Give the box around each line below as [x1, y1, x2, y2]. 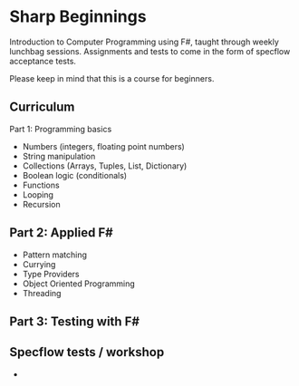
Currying [22, 258, 56, 269]
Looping [22, 188, 54, 200]
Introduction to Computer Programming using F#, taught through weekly [9, 36, 279, 47]
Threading [22, 287, 62, 298]
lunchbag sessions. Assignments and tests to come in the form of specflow [9, 45, 291, 56]
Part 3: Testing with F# [9, 314, 140, 329]
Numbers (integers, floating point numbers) [22, 140, 186, 151]
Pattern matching [22, 249, 88, 260]
